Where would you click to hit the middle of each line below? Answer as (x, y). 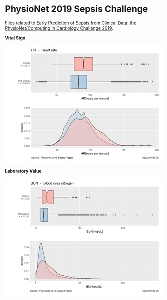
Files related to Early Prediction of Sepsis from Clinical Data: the (71, 23)
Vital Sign (15, 38)
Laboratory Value (23, 171)
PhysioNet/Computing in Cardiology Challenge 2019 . (59, 28)
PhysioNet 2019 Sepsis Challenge (77, 9)
